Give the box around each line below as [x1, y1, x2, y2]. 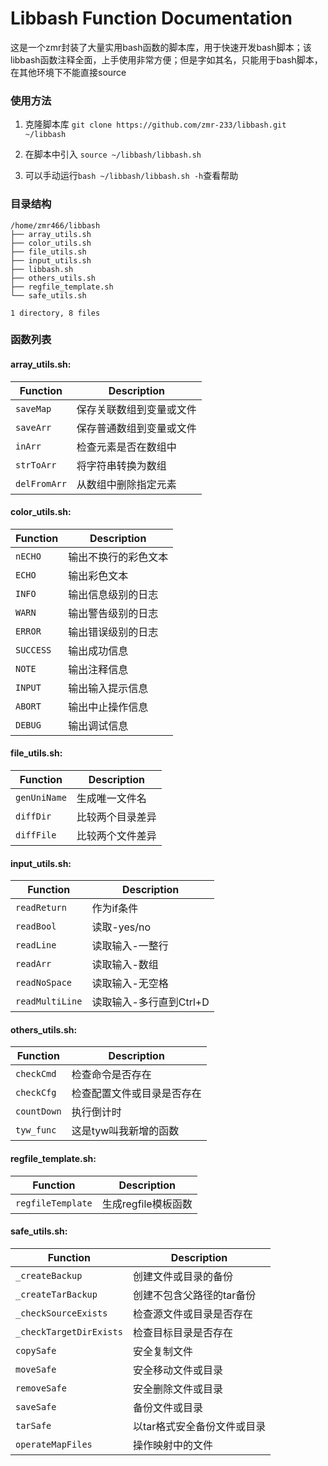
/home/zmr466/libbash [10, 220, 101, 231]
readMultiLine [15, 996, 83, 1007]
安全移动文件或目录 [132, 1363, 223, 1377]
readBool [15, 921, 57, 932]
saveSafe [15, 1401, 57, 1412]
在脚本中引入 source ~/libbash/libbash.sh [24, 148, 202, 161]
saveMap [15, 403, 52, 414]
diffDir [15, 811, 52, 822]
